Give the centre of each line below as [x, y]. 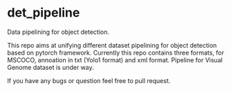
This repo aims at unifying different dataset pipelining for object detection [112, 45]
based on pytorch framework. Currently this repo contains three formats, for [116, 53]
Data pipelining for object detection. [58, 32]
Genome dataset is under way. [51, 67]
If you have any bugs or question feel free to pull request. [89, 80]
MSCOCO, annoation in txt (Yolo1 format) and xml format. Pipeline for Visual [115, 59]
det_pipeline [44, 13]
